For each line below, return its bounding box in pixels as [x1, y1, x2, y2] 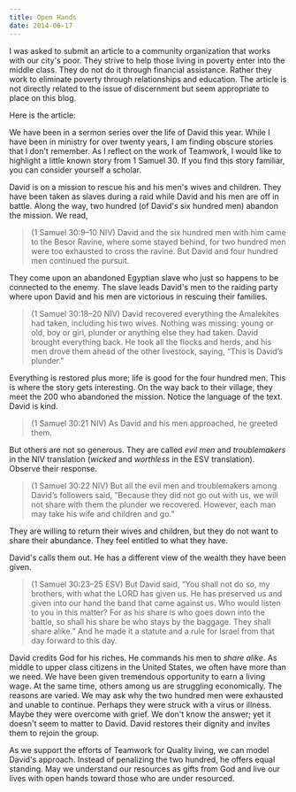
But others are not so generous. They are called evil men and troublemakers [9, 444, 286, 455]
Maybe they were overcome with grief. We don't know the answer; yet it [9, 709, 271, 719]
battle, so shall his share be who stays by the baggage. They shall [30, 616, 271, 627]
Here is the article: [9, 110, 77, 120]
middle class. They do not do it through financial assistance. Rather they [9, 64, 272, 75]
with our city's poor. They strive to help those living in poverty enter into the [9, 55, 285, 65]
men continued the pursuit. [30, 255, 130, 265]
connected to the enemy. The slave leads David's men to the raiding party [9, 281, 278, 292]
